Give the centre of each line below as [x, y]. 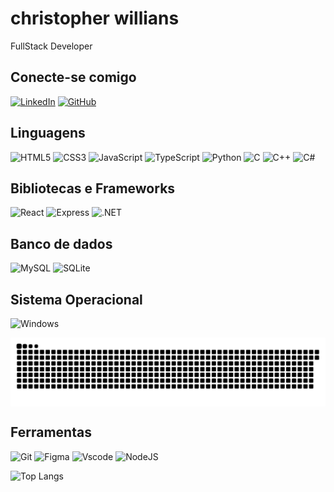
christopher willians [95, 18]
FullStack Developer [51, 46]
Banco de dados [61, 243]
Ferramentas [51, 432]
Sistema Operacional [76, 299]
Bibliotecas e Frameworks [93, 188]
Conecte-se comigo [73, 77]
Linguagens [48, 133]
